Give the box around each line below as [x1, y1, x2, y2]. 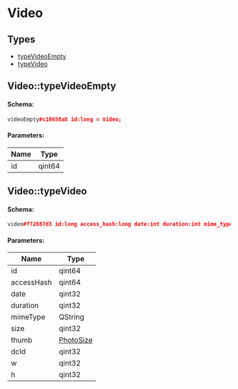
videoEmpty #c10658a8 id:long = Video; [7, 116, 122, 123]
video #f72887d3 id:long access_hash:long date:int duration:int [7, 221, 201, 228]
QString [59, 312, 85, 322]
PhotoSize [59, 335, 93, 345]
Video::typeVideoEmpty [7, 80, 117, 92]
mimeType [11, 312, 46, 322]
